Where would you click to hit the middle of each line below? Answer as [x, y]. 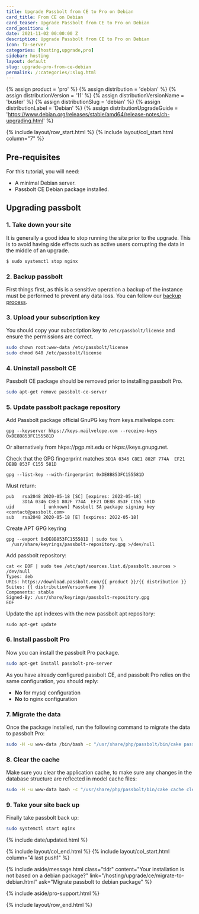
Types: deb [20, 577]
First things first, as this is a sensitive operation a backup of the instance [94, 289]
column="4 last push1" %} [38, 858]
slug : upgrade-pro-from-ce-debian [49, 67]
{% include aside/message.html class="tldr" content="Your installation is [95, 869]
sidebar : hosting [28, 56]
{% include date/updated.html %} [47, 840]
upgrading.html [25, 121]
